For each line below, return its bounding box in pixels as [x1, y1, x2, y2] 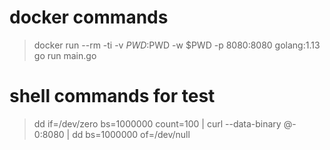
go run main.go [33, 49, 97, 61]
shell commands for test [9, 85, 216, 108]
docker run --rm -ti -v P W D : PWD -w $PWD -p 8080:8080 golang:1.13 [33, 39, 321, 51]
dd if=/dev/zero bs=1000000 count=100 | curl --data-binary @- [33, 117, 297, 130]
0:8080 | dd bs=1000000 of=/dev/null [33, 128, 191, 140]
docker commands [9, 6, 169, 29]
